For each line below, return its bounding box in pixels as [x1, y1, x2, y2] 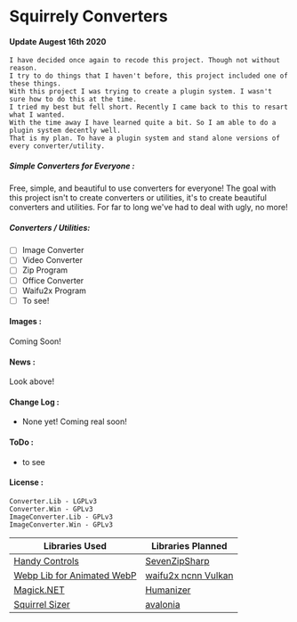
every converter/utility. [9, 142, 105, 151]
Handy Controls [13, 554, 80, 567]
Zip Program [21, 265, 68, 275]
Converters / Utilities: [9, 222, 91, 233]
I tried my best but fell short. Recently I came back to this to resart [9, 102, 289, 112]
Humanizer [145, 584, 191, 596]
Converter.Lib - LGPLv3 [9, 496, 98, 505]
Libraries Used [43, 539, 107, 552]
